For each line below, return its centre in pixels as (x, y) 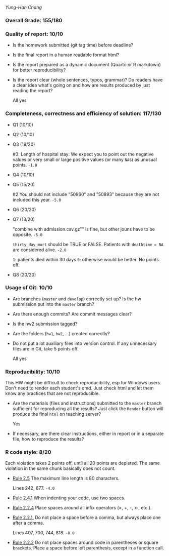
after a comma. (28, 523)
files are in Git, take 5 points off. (46, 348)
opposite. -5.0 (27, 234)
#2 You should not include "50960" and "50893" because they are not (86, 194)
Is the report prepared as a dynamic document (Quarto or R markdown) (87, 65)
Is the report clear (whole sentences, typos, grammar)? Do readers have (88, 80)
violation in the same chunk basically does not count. (61, 468)
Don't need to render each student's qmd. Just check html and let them (79, 388)
